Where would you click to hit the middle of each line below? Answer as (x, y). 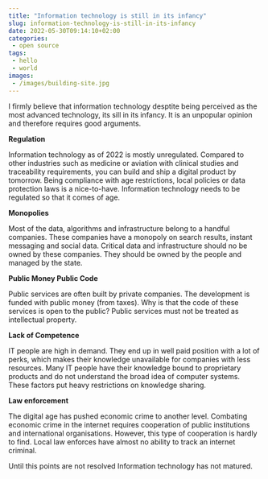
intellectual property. (43, 320)
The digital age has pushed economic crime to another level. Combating (128, 416)
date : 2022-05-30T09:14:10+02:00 (64, 31)
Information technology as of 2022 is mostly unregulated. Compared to (126, 155)
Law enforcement (39, 400)
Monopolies (29, 213)
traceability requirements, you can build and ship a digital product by (122, 171)
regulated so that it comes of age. (64, 197)
